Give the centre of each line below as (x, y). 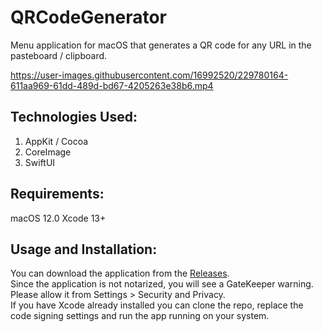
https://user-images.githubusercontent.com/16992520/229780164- (149, 75)
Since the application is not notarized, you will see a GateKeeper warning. (162, 284)
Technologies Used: (74, 117)
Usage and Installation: (84, 249)
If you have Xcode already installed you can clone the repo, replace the (157, 305)
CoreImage (48, 152)
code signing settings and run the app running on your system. (140, 316)
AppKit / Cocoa (56, 141)
